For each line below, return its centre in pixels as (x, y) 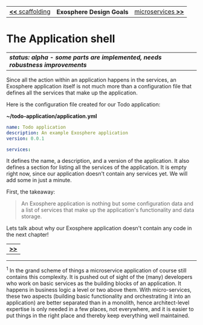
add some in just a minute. (39, 180)
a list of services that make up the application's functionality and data (108, 210)
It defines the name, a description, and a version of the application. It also (98, 161)
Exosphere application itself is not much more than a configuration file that (99, 86)
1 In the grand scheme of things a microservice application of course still (96, 270)
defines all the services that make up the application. (72, 93)
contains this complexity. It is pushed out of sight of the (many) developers (99, 277)
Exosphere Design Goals (92, 12)
